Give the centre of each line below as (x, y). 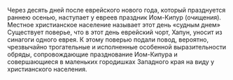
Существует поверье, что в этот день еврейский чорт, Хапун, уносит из (115, 32)
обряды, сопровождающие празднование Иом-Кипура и (93, 54)
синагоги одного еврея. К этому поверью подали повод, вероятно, (108, 40)
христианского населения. (47, 69)
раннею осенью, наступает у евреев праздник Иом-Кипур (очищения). (114, 17)
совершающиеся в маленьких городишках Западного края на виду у (111, 62)
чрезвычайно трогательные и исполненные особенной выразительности (117, 47)
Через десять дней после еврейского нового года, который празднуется (116, 10)
